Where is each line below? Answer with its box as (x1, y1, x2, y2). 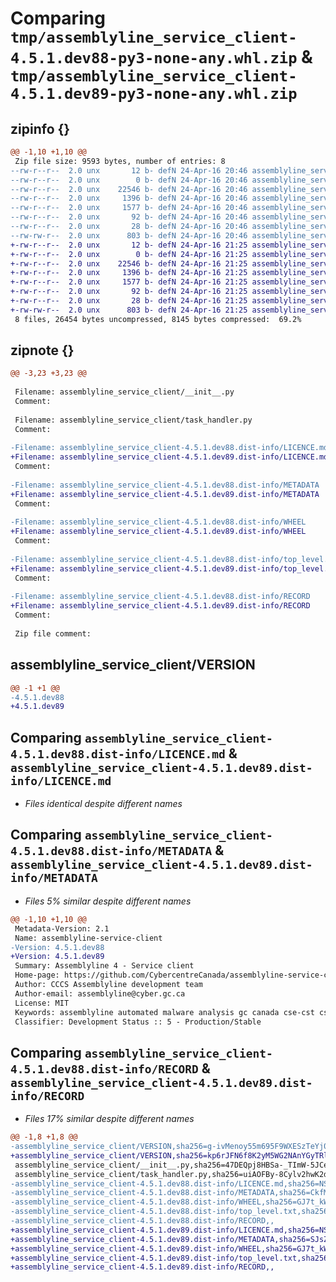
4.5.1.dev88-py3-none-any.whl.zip (10, 49, 298, 68)
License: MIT (14, 998, 70, 1008)
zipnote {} (10, 342, 75, 359)
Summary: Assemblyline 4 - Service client (14, 961, 195, 971)
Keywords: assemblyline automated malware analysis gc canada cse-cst (14, 1007, 315, 1017)
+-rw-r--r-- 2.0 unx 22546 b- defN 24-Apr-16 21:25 (10, 258, 248, 269)
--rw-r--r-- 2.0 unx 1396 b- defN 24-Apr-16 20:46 (10, 193, 248, 204)
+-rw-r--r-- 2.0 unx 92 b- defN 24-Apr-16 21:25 (10, 287, 248, 297)
